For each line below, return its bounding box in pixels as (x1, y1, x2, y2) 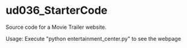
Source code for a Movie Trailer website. (5, 23, 107, 31)
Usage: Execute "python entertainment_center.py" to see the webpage (5, 35, 182, 42)
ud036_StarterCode (5, 4, 108, 17)
